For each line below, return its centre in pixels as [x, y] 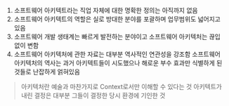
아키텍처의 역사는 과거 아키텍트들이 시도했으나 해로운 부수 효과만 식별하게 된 [118, 63]
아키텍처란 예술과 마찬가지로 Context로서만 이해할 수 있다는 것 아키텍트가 [122, 87]
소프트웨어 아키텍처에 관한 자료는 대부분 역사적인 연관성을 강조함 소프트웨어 [117, 54]
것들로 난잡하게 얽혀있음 [47, 72]
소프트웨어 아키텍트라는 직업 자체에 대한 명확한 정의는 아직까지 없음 [106, 10]
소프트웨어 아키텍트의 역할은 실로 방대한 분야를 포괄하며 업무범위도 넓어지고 [117, 19]
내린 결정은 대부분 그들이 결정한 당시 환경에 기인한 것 [93, 95]
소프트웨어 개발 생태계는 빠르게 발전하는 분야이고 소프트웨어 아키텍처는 [111, 37]
